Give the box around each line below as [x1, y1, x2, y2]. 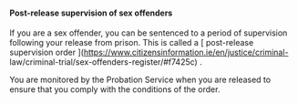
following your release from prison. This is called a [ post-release [9, 37, 254, 48]
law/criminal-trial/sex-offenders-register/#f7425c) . [9, 57, 202, 68]
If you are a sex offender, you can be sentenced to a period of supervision [9, 27, 288, 38]
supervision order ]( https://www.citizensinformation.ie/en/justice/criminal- [9, 47, 289, 58]
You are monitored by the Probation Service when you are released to [9, 74, 272, 86]
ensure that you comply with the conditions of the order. [9, 84, 221, 95]
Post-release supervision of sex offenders [9, 7, 173, 18]
